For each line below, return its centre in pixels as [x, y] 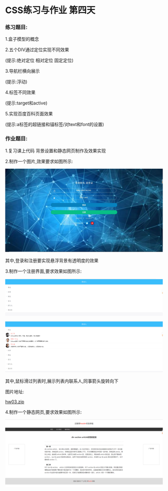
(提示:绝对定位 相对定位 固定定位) [39, 60]
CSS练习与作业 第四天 [50, 10]
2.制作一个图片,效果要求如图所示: [39, 161]
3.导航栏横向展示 [22, 71]
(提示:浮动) [16, 82]
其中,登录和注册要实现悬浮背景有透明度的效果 [52, 260]
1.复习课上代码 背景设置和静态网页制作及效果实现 [55, 151]
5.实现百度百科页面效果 [29, 114]
